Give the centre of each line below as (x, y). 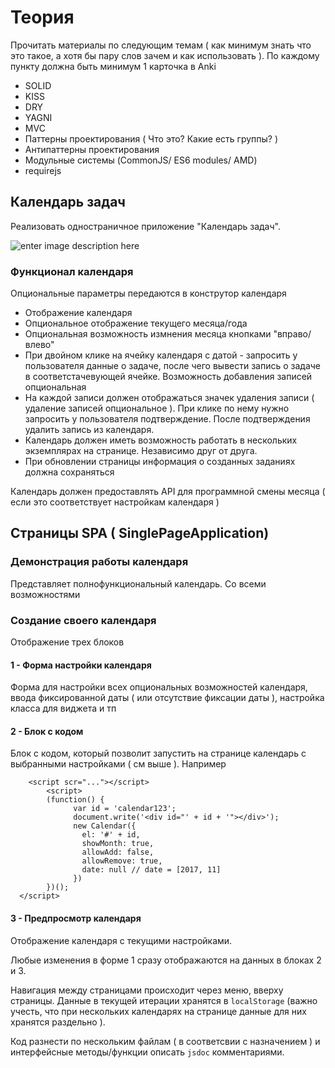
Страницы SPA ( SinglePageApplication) (140, 533)
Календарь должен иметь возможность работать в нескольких (161, 440)
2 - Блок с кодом (47, 731)
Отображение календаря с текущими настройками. (121, 940)
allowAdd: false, (118, 852)
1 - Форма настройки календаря (81, 665)
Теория (42, 17)
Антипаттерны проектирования (92, 149)
